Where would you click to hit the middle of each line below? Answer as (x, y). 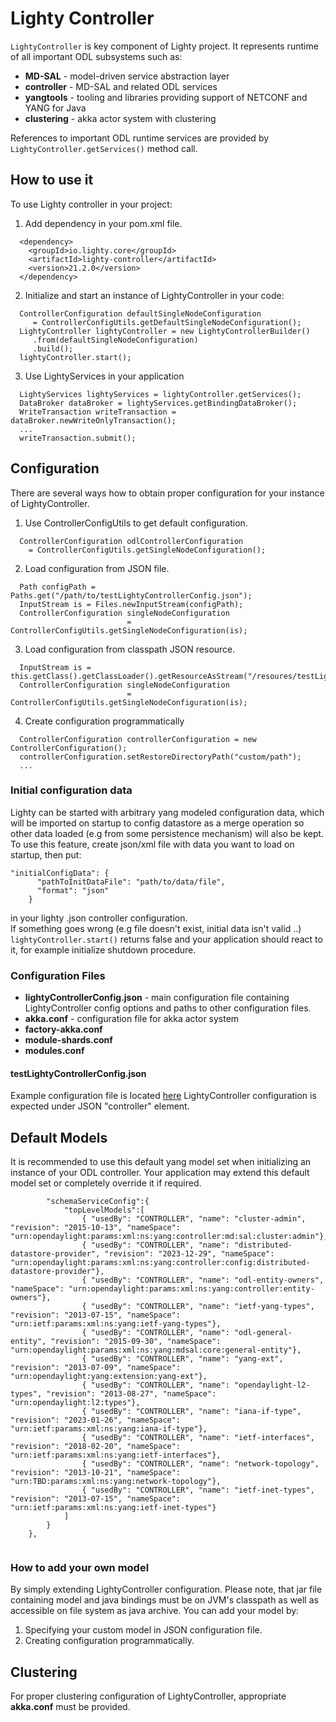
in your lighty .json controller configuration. (99, 918)
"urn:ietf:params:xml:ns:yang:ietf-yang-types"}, (116, 1324)
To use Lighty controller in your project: (91, 204)
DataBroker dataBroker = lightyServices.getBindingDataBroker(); (158, 403)
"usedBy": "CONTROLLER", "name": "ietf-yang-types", (202, 1307)
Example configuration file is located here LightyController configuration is (163, 1096)
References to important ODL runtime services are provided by (140, 138)
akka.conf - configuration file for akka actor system (132, 1019)
